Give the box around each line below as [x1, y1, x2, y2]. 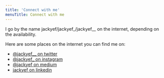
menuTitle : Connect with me [5, 12, 65, 17]
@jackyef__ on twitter [12, 51, 58, 57]
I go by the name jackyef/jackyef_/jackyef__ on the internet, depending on [5, 26, 159, 32]
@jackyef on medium [12, 61, 57, 67]
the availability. [5, 31, 36, 37]
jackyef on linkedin [12, 66, 52, 73]
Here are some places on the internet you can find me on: [5, 41, 126, 47]
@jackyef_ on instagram [12, 56, 63, 62]
